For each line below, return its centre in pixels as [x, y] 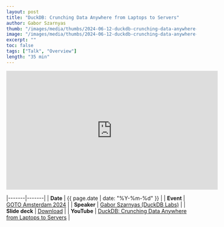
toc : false [20, 46]
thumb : [14, 29]
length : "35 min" [28, 57]
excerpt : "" [21, 40]
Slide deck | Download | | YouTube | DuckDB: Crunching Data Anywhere [97, 211]
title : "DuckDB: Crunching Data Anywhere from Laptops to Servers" [93, 18]
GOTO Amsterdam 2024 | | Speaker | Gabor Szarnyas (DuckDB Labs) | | [96, 204]
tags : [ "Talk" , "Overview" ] [42, 51]
